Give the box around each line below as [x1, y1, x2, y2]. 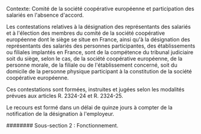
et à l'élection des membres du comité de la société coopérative [6, 29, 165, 37]
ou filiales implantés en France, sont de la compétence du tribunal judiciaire [6, 49, 194, 56]
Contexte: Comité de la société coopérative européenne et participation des [6, 5, 194, 12]
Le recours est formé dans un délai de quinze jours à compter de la [6, 104, 173, 111]
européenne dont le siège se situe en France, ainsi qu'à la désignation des [6, 36, 191, 43]
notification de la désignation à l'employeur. [6, 111, 114, 117]
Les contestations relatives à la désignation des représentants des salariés [6, 23, 191, 30]
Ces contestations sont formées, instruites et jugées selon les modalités [6, 86, 185, 93]
